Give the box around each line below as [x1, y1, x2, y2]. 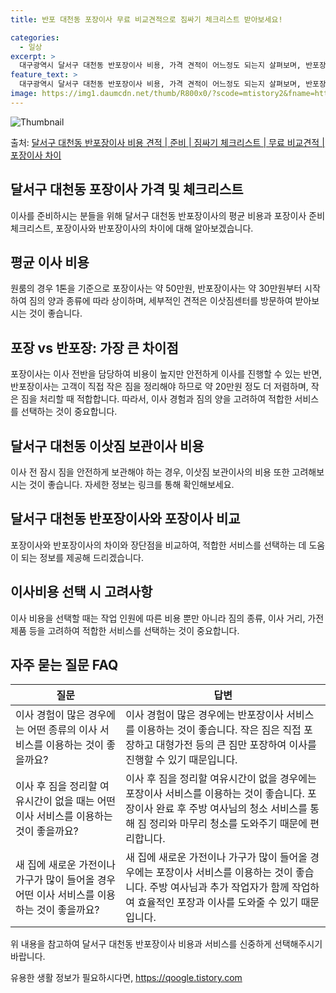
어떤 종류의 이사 [27, 723, 98, 737]
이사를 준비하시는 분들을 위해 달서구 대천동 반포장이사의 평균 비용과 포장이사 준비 [10, 209, 326, 221]
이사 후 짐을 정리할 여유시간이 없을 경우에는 [125, 772, 317, 786]
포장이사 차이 [10, 149, 62, 161]
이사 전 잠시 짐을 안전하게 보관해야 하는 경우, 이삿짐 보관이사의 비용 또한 [10, 466, 290, 478]
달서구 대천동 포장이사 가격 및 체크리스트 [10, 181, 244, 198]
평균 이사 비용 [10, 254, 90, 271]
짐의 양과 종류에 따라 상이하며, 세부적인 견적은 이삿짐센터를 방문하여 [28, 295, 293, 307]
